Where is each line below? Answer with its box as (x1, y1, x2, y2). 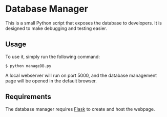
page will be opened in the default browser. (5, 77, 97, 84)
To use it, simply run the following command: (5, 53, 100, 60)
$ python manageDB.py (5, 63, 52, 69)
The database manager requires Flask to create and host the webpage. (5, 106, 155, 112)
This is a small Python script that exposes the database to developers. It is (5, 20, 162, 26)
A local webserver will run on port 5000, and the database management (5, 72, 157, 78)
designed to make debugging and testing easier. (5, 25, 108, 31)
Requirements (5, 93, 51, 101)
